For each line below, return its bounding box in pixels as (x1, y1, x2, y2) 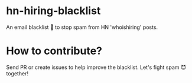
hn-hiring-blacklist (6, 4, 101, 18)
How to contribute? (6, 44, 102, 58)
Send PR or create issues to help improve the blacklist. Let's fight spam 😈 (6, 64, 187, 71)
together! (6, 69, 28, 77)
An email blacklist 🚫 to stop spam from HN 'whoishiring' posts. (6, 24, 158, 31)
